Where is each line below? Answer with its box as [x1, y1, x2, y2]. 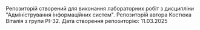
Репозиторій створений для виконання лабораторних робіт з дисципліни [5, 5, 195, 12]
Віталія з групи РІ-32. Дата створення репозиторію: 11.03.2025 [5, 18, 168, 24]
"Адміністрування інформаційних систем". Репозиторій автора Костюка [5, 11, 192, 18]
